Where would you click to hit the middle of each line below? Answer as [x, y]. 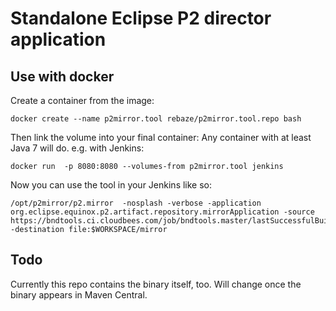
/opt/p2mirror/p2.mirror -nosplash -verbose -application [136, 203]
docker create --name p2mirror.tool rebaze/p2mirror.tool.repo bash [156, 119]
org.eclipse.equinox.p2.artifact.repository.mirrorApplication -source [162, 212]
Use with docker [62, 76]
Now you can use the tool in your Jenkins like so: [111, 185]
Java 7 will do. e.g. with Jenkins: [77, 148]
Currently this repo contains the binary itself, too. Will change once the [156, 284]
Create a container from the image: [82, 100]
